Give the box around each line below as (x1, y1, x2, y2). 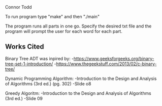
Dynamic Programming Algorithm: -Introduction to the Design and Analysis (5, 76, 157, 81)
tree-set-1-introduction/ (5, 61, 53, 67)
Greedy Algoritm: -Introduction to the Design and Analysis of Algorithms (5, 90, 152, 96)
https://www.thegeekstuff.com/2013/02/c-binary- (56, 61, 157, 67)
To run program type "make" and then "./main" (5, 14, 100, 19)
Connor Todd (5, 4, 32, 10)
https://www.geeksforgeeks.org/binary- (73, 55, 154, 61)
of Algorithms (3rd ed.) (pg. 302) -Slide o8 (5, 80, 92, 86)
